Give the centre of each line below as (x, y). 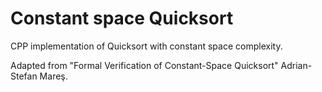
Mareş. (53, 76)
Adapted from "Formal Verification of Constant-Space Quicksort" (144, 65)
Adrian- (296, 65)
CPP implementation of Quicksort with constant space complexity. (146, 46)
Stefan (24, 76)
